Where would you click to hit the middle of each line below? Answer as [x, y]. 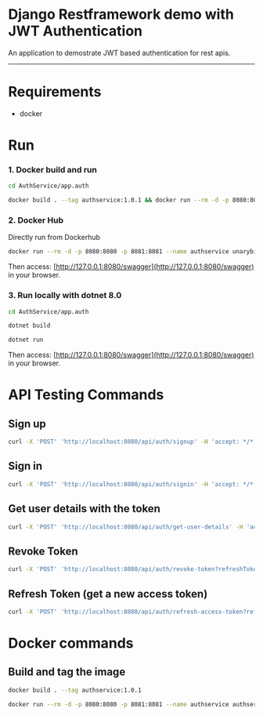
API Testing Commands [86, 395]
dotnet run [26, 340]
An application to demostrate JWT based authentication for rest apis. [119, 53]
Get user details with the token [84, 509]
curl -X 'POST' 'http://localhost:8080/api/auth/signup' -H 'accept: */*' [133, 442]
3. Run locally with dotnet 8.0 [65, 296]
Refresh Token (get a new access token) [108, 594]
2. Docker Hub [36, 220]
